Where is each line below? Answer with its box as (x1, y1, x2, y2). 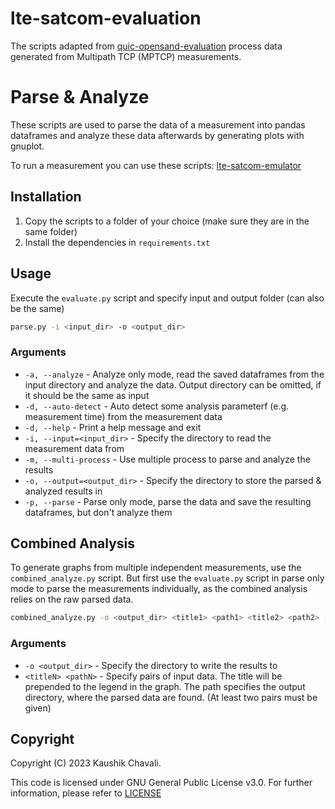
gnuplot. (10, 140, 45, 152)
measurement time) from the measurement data (24, 410, 223, 422)
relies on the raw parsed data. (10, 593, 134, 606)
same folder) (24, 225, 78, 237)
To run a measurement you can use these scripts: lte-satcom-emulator (10, 159, 302, 171)
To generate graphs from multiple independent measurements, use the (10, 562, 302, 574)
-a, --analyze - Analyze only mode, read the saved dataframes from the (24, 368, 325, 380)
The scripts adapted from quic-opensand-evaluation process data (10, 40, 283, 52)
